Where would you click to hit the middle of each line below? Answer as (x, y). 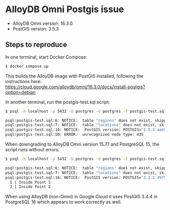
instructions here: (24, 81)
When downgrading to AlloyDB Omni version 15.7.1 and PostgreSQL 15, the (82, 144)
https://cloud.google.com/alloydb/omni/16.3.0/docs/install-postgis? (75, 87)
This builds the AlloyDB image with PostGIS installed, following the (74, 76)
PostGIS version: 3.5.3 (36, 28)
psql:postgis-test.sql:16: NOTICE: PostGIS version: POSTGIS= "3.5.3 (80, 130)
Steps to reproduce (36, 45)
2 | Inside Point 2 (30, 187)
